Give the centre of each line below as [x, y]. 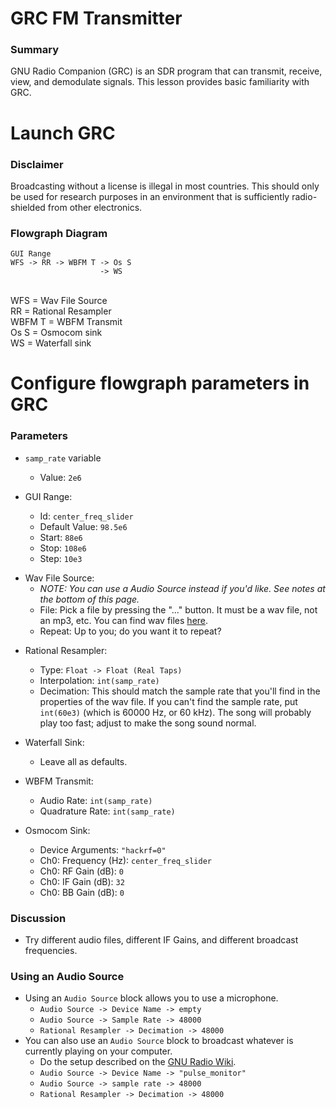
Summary [35, 50]
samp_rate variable [63, 458]
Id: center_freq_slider [86, 516]
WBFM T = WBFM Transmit [66, 322]
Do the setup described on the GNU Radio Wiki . [138, 1062]
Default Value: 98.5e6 [83, 526]
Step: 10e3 [61, 558]
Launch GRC [63, 133]
